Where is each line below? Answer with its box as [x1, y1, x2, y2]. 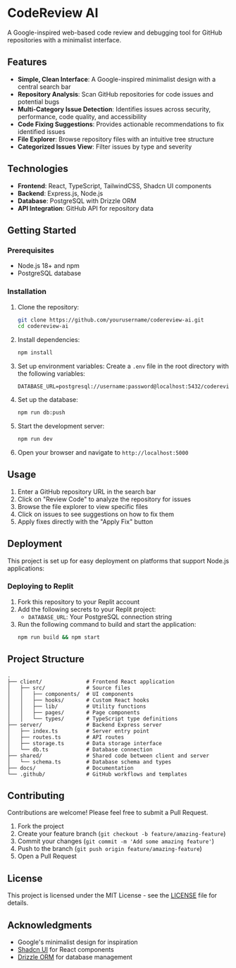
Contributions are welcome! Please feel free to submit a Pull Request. [7, 809, 209, 817]
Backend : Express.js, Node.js [17, 189, 104, 197]
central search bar [17, 82, 71, 91]
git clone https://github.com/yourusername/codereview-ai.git [17, 316, 204, 324]
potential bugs [17, 97, 60, 106]
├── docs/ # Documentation [7, 764, 134, 771]
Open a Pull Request [17, 852, 77, 861]
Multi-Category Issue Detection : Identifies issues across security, [17, 104, 211, 114]
